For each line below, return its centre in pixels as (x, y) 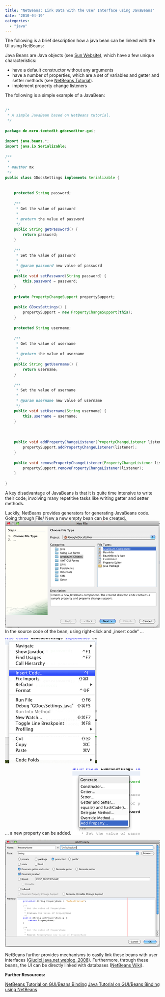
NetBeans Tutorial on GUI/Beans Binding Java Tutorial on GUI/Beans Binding (82, 984)
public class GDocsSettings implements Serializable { (62, 178)
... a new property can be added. (38, 833)
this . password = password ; (50, 281)
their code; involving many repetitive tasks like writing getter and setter (77, 498)
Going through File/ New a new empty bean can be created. (66, 518)
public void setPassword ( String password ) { (60, 276)
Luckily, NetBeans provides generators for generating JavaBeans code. (77, 513)
